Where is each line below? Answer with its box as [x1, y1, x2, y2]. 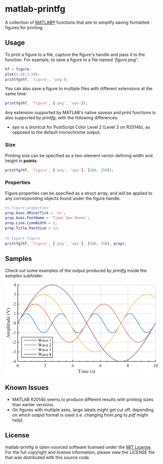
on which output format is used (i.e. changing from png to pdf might [12, 412, 148, 418]
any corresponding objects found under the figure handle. [5, 195, 121, 201]
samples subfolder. [5, 273, 44, 279]
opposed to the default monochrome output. [12, 130, 101, 135]
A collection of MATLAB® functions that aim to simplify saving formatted [5, 19, 149, 25]
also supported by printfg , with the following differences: [5, 115, 119, 121]
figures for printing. [5, 24, 44, 30]
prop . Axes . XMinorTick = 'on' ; [5, 210, 66, 215]
